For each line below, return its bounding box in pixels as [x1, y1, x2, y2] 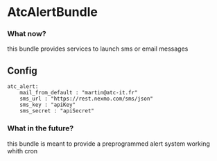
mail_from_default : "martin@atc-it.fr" [19, 90, 138, 96]
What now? [7, 29, 46, 39]
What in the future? [7, 124, 74, 133]
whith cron [7, 146, 38, 155]
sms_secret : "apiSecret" [19, 108, 95, 115]
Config [7, 65, 37, 76]
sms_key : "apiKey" [19, 101, 76, 108]
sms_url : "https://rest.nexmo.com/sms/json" [19, 95, 154, 103]
